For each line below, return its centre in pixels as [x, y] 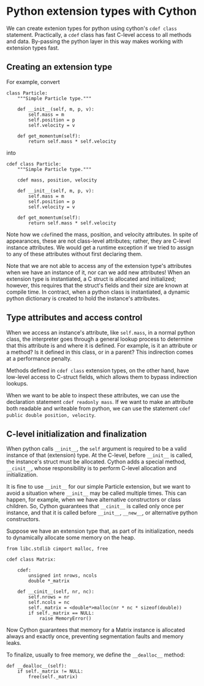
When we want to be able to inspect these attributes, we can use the [93, 395]
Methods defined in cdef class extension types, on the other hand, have [98, 370]
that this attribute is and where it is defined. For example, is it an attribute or [102, 345]
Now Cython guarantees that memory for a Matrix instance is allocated [96, 630]
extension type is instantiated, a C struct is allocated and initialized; [91, 279]
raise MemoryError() [65, 619]
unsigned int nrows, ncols [63, 576]
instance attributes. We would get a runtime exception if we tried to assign [100, 247]
